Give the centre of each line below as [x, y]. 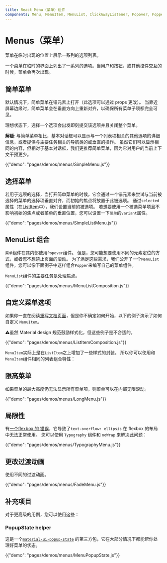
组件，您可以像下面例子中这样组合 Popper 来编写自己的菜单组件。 [71, 265]
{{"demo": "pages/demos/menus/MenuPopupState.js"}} [63, 555]
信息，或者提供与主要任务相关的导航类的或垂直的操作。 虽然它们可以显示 [80, 142]
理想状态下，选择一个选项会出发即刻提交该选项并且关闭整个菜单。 [73, 125]
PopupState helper [28, 527]
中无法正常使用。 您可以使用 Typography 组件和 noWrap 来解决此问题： [76, 435]
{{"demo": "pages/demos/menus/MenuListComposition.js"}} [67, 285]
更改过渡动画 [25, 462]
